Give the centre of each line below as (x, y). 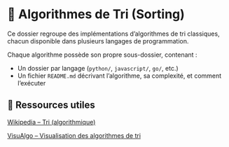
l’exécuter (32, 83)
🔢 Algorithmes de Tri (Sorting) (96, 14)
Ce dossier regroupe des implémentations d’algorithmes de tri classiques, (113, 34)
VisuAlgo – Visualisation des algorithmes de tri (74, 135)
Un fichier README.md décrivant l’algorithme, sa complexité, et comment (119, 76)
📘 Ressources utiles (51, 105)
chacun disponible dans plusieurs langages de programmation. (98, 41)
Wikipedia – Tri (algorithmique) (51, 122)
